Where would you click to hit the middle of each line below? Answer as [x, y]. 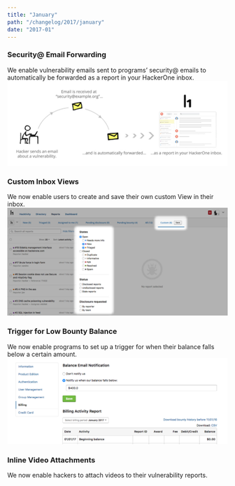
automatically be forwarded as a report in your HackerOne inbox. [101, 78]
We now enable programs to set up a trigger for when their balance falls [111, 346]
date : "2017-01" [31, 29]
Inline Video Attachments [51, 460]
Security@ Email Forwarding [57, 54]
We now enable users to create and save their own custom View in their [111, 197]
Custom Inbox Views [43, 182]
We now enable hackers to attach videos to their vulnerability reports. [107, 476]
